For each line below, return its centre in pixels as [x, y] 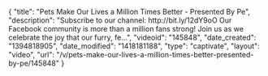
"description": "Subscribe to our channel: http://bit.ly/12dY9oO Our [120, 20]
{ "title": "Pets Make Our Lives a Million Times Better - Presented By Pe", [129, 12]
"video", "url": [32, 55]
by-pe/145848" [34, 63]
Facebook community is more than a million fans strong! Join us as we [126, 29]
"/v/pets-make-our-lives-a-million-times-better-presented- [155, 55]
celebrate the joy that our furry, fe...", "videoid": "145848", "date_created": [132, 37]
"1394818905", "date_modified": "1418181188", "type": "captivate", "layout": [134, 46]
